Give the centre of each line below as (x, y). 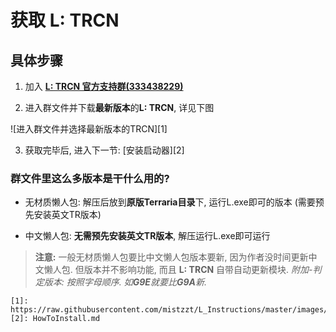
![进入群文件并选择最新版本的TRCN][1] (89, 129)
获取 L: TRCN (65, 20)
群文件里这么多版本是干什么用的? (90, 178)
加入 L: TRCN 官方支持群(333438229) (104, 86)
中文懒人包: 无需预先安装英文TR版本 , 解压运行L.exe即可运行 (147, 236)
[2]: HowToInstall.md (55, 319)
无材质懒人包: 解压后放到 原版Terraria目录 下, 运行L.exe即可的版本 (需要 (170, 202)
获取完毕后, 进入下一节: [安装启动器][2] (104, 150)
